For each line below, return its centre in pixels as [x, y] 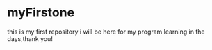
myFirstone [41, 13]
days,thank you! [30, 38]
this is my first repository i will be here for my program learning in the [106, 32]
